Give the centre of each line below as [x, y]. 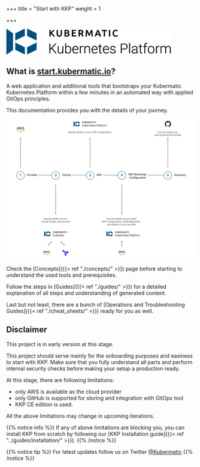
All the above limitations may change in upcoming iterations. [80, 416]
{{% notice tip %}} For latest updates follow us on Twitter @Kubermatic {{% [100, 451]
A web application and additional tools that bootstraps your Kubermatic [94, 86]
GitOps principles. [28, 99]
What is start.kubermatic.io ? [61, 71]
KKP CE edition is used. [44, 404]
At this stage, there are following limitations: [60, 380]
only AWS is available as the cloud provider [68, 392]
